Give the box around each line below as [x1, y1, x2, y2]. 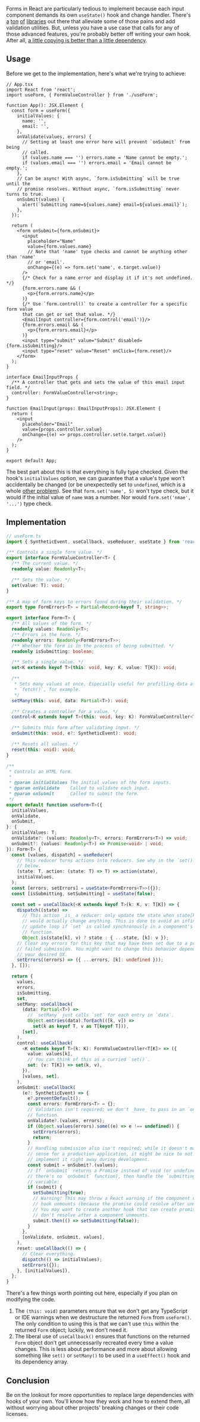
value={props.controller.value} [21, 426, 102, 432]
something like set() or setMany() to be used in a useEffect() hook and [14, 1352, 190, 1359]
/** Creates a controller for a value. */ [11, 708, 118, 714]
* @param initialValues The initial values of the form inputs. [8, 779, 171, 786]
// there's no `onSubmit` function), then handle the [27, 1173, 164, 1179]
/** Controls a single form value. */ [6, 549, 102, 555]
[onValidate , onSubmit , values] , [21, 1234, 105, 1240]
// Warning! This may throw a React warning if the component [32, 1196, 190, 1202]
